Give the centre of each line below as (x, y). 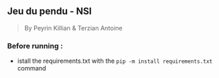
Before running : (35, 46)
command (32, 68)
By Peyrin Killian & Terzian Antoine (73, 28)
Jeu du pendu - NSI (50, 11)
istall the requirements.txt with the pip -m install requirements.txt (115, 61)
